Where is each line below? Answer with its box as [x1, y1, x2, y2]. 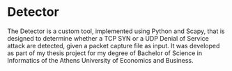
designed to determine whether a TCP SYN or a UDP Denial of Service [7, 34, 209, 42]
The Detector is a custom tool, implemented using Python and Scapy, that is [7, 27, 225, 35]
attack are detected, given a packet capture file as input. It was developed [7, 41, 220, 50]
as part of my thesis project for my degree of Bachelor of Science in [7, 49, 203, 57]
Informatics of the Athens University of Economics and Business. [7, 56, 194, 64]
